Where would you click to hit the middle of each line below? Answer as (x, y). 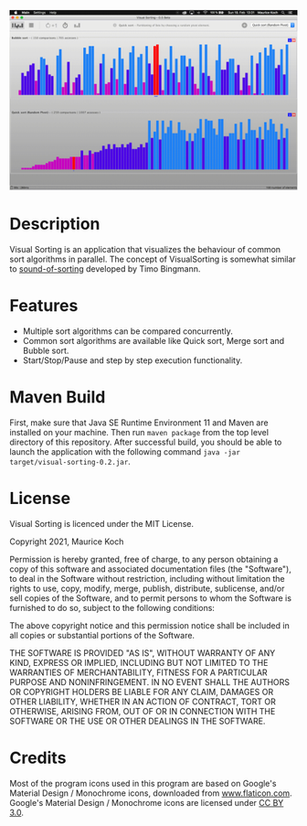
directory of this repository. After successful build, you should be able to (146, 442)
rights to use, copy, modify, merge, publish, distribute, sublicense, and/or (147, 588)
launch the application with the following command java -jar (125, 451)
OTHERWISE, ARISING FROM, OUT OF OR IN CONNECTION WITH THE (143, 711)
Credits (38, 758)
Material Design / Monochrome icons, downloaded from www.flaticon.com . (151, 793)
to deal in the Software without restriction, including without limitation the (147, 578)
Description (55, 224)
